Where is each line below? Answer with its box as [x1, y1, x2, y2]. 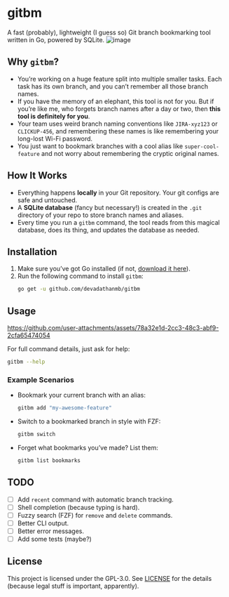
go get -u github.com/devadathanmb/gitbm [17, 286, 141, 293]
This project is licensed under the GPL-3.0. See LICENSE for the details [7, 574, 212, 582]
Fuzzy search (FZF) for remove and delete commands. [17, 511, 173, 519]
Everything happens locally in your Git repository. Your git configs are [17, 188, 219, 197]
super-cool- [184, 143, 219, 150]
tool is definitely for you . [17, 112, 90, 120]
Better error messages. [17, 527, 85, 535]
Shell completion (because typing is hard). [17, 503, 140, 511]
